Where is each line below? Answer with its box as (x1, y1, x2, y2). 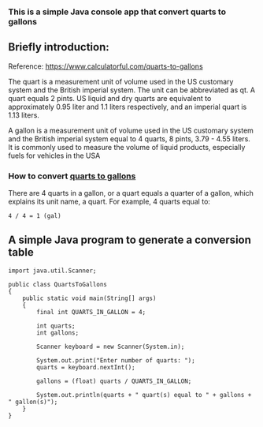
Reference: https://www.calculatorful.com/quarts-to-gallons (8, 62, 203, 71)
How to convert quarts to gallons (8, 170, 136, 182)
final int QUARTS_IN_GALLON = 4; (36, 308, 146, 316)
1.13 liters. (8, 110, 39, 120)
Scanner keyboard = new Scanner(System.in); (36, 343, 185, 350)
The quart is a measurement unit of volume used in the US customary (8, 77, 234, 86)
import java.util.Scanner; (8, 267, 97, 275)
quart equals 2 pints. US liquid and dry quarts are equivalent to (8, 93, 212, 103)
